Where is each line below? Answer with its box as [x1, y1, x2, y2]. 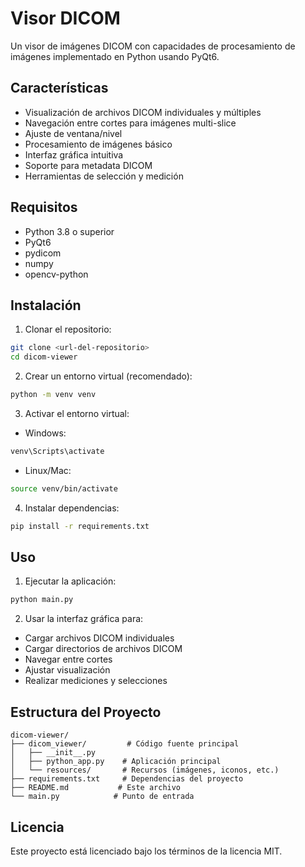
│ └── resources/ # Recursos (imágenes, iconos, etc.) [10, 765, 280, 776]
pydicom [24, 247, 62, 259]
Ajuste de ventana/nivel [24, 127, 123, 139]
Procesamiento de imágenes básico [24, 138, 173, 150]
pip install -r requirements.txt [10, 521, 150, 531]
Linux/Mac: [24, 464, 72, 476]
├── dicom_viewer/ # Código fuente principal [10, 739, 240, 749]
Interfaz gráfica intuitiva [24, 148, 124, 161]
